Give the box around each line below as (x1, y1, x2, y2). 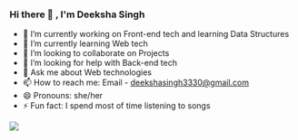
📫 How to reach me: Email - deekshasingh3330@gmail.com (22, 77, 250, 89)
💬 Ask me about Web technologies (22, 67, 153, 78)
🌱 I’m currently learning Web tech (22, 38, 148, 49)
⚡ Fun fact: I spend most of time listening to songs (22, 100, 211, 111)
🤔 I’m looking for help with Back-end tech (22, 58, 177, 69)
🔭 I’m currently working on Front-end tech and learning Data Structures (22, 29, 290, 40)
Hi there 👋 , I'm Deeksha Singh (9, 8, 145, 21)
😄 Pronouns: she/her (22, 90, 103, 101)
